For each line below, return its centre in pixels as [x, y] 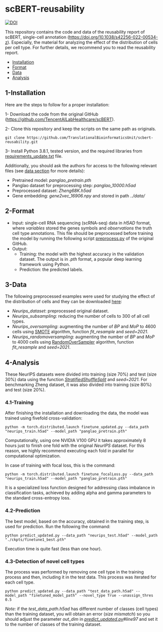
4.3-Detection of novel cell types [45, 561]
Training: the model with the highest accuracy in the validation [82, 254]
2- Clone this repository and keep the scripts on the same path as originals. [81, 129]
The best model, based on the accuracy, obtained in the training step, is [77, 521]
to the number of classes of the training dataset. [53, 624]
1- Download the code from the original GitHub [52, 114]
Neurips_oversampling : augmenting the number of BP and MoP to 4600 [84, 326]
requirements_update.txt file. [34, 156]
